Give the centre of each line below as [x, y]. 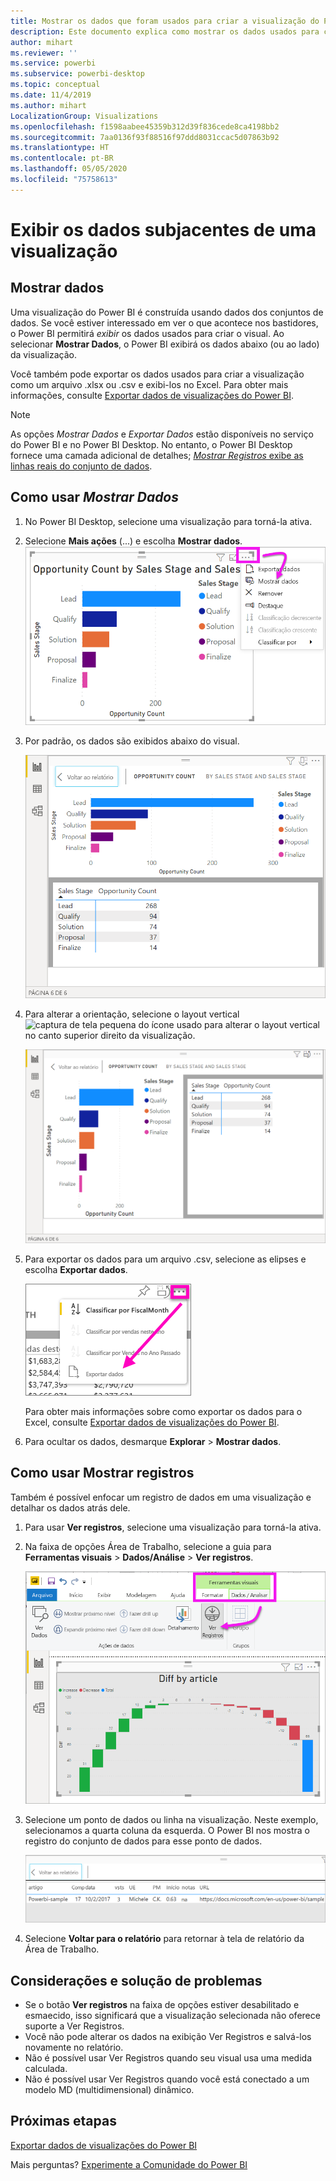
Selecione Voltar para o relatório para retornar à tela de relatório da [164, 1939]
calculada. [46, 2068]
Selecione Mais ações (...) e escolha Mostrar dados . [133, 541]
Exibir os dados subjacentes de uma [163, 229]
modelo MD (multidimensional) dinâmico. [109, 2089]
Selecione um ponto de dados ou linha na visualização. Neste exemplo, [171, 1819]
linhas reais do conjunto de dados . [81, 466]
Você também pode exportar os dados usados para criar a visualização [157, 374]
